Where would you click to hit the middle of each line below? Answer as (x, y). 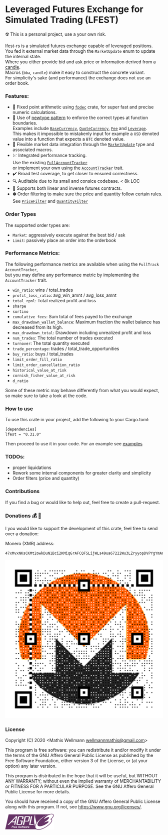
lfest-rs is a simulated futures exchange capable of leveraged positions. (79, 46)
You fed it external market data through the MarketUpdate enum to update (80, 51)
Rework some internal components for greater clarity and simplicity (82, 473)
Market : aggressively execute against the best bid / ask (69, 235)
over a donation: (22, 534)
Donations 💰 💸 (23, 516)
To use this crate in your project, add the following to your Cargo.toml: (77, 420)
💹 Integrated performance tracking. (49, 155)
